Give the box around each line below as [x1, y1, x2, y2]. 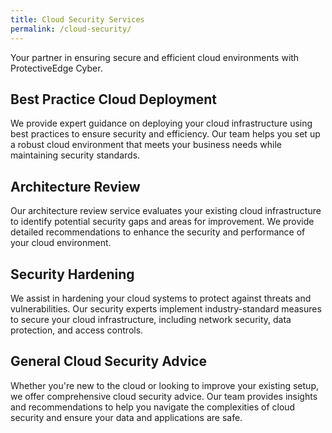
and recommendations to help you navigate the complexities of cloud [10, 401, 296, 413]
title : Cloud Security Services [10, 14, 145, 25]
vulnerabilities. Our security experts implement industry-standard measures [10, 302, 322, 315]
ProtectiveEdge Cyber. [10, 62, 103, 74]
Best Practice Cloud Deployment [10, 91, 218, 108]
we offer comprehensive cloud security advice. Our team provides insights [10, 390, 318, 402]
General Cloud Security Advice [10, 353, 207, 370]
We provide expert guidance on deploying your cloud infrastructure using [10, 117, 313, 130]
